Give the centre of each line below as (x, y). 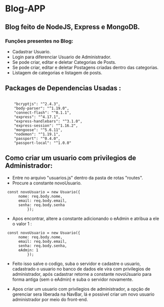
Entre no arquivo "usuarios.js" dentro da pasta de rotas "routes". (78, 177)
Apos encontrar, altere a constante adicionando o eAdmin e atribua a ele (85, 219)
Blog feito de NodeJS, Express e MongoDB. (73, 27)
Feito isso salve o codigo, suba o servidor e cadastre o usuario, (77, 263)
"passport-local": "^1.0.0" (43, 143)
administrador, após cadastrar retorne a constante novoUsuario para (82, 274)
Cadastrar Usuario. (31, 51)
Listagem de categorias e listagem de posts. (57, 73)
